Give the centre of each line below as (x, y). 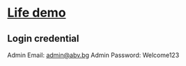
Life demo (37, 13)
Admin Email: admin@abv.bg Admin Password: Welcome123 (93, 55)
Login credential (43, 39)
